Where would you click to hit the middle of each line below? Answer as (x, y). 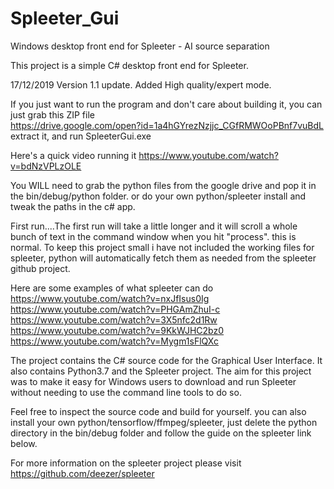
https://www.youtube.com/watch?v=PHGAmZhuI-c (115, 309)
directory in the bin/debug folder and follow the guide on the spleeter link (161, 433)
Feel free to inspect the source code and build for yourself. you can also (158, 411)
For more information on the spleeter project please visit (126, 463)
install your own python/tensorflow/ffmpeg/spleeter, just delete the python (164, 422)
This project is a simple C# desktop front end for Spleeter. (129, 65)
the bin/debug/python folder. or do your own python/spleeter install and (158, 196)
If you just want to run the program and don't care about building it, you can (166, 104)
